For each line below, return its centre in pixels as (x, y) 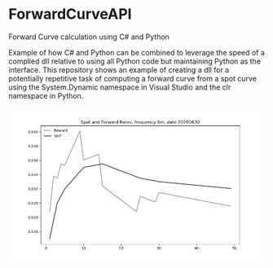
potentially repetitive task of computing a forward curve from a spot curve (132, 78)
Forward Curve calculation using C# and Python (89, 37)
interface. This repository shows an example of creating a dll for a (119, 69)
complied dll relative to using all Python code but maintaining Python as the (135, 61)
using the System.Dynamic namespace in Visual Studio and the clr (120, 87)
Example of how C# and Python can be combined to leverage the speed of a (136, 52)
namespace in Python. (46, 95)
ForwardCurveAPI (70, 14)
